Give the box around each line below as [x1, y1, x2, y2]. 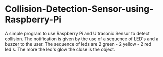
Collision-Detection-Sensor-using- [5, 3, 154, 15]
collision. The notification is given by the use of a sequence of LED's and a [5, 36, 159, 42]
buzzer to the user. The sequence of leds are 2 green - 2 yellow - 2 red [5, 41, 151, 47]
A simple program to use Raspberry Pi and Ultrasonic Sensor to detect [5, 30, 150, 36]
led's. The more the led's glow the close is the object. [5, 46, 116, 52]
